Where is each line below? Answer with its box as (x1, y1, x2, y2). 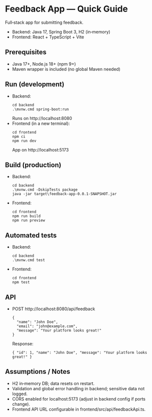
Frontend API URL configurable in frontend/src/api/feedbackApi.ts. (12, 406, 146, 412)
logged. (12, 391, 28, 397)
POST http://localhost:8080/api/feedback (12, 306, 96, 312)
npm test (12, 280, 30, 285)
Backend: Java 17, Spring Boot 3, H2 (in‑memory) (12, 29, 111, 34)
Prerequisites (5, 48, 47, 56)
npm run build (12, 214, 41, 219)
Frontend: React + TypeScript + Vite (12, 34, 84, 40)
